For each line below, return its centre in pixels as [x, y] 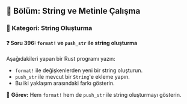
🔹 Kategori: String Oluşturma [49, 28]
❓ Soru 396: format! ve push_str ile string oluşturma [72, 43]
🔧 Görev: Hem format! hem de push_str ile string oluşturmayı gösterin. [94, 94]
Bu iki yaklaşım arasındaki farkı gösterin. [65, 83]
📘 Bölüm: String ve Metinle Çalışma [73, 11]
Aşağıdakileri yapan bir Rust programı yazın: [61, 58]
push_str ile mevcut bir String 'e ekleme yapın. [72, 76]
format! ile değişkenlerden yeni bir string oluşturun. [79, 70]
